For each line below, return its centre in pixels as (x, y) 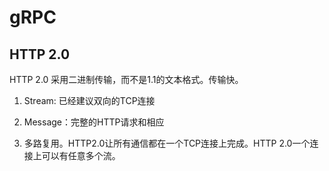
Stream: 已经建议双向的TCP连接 (89, 100)
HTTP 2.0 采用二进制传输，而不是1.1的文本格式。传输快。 (126, 79)
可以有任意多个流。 (81, 155)
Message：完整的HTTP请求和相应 (94, 122)
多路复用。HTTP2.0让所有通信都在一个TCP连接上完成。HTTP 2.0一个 (167, 143)
